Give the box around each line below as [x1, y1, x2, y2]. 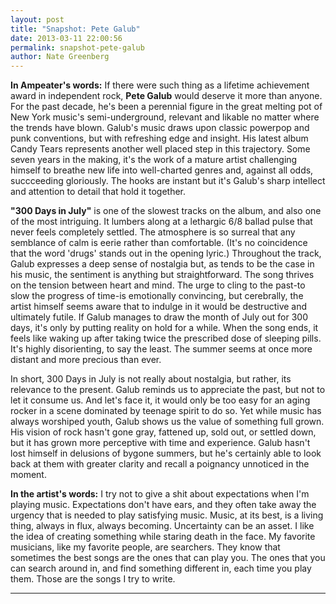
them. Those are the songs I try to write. [10, 573, 176, 585]
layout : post [10, 14, 65, 25]
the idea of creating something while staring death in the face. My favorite [10, 531, 316, 543]
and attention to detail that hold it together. [10, 186, 187, 198]
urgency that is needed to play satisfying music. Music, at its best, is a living [10, 509, 324, 521]
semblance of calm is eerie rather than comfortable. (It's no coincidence [10, 237, 308, 249]
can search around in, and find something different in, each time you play [10, 562, 312, 575]
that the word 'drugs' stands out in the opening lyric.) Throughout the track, [10, 247, 322, 260]
